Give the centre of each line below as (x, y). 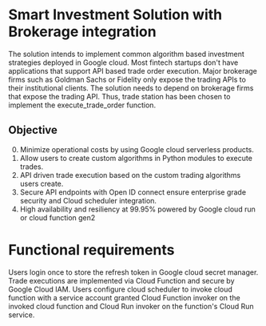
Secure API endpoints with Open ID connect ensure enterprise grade (133, 192)
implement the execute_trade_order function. (82, 105)
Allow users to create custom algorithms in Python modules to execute (136, 158)
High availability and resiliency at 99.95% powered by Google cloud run (137, 209)
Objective (33, 130)
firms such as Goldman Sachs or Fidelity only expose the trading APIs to (127, 79)
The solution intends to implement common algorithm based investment (127, 54)
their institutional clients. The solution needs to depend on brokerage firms (131, 88)
